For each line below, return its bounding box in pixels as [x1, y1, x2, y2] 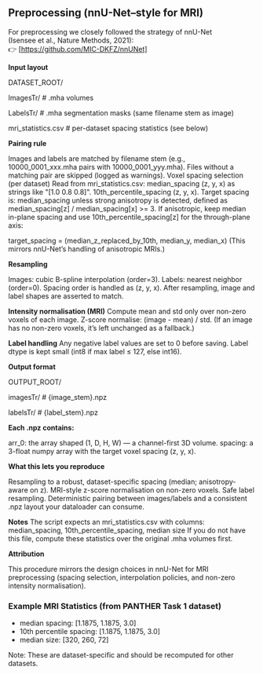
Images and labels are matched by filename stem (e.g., [8, 153, 186, 163]
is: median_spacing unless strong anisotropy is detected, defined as [8, 196, 228, 205]
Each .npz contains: [8, 423, 75, 432]
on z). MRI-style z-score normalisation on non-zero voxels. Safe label [30, 485, 255, 494]
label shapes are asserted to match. [8, 291, 124, 301]
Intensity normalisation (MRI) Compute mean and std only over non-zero [8, 306, 247, 316]
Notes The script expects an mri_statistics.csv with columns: [8, 517, 206, 526]
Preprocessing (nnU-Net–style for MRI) [8, 6, 204, 20]
